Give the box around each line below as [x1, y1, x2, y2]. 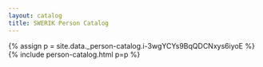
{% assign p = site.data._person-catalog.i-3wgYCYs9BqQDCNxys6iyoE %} [8, 41, 256, 50]
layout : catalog [8, 11, 62, 20]
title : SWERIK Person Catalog [8, 19, 110, 27]
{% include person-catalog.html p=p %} [8, 49, 141, 59]
